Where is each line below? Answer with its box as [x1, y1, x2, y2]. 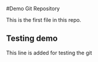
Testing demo [6, 34, 58, 44]
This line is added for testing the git [6, 49, 93, 56]
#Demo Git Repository [6, 5, 60, 12]
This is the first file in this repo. [6, 17, 81, 23]
